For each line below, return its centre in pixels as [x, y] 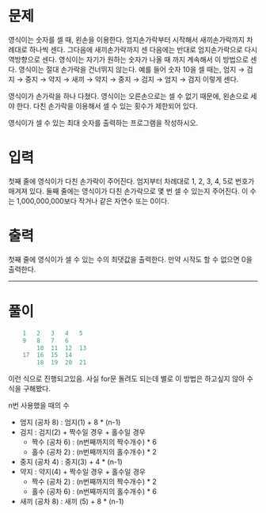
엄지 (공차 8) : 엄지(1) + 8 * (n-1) [70, 422]
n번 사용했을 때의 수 [39, 405]
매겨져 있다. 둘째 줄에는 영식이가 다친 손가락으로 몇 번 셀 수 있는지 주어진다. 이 [128, 191]
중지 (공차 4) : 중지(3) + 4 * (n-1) [71, 462]
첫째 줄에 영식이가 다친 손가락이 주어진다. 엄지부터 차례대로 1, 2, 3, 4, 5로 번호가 [131, 181]
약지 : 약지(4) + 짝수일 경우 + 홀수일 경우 [83, 472]
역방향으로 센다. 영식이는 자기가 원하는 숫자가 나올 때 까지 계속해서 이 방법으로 [129, 59]
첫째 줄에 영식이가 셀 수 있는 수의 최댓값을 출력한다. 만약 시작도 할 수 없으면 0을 [131, 259]
